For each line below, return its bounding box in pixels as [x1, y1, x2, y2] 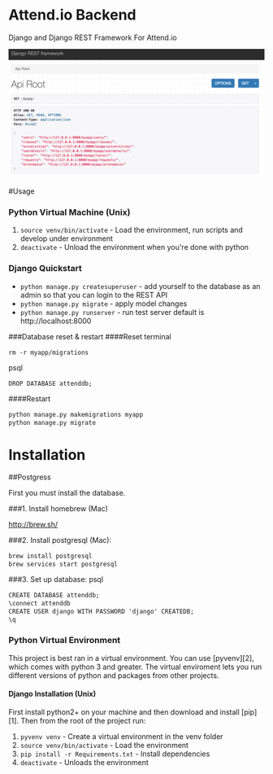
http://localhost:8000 [19, 316, 92, 326]
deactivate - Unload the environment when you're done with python [19, 243, 249, 252]
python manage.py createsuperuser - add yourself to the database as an [19, 281, 261, 291]
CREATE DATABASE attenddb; [8, 592, 100, 600]
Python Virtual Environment [8, 635, 121, 646]
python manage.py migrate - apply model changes [19, 299, 188, 308]
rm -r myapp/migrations [8, 348, 89, 356]
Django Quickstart [8, 263, 83, 274]
